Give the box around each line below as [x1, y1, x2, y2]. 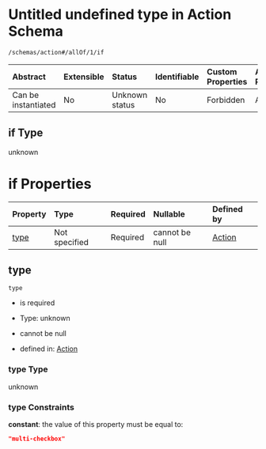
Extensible [63, 71, 104, 82]
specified [54, 236, 89, 247]
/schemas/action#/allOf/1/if [8, 48, 104, 56]
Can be [12, 89, 40, 100]
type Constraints [8, 402, 75, 413]
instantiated [12, 99, 56, 110]
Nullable [153, 208, 186, 219]
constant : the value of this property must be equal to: [8, 419, 184, 428]
